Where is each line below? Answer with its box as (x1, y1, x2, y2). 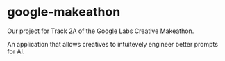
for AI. (7, 47, 25, 56)
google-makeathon (7, 4, 121, 20)
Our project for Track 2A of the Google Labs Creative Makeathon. (7, 27, 194, 35)
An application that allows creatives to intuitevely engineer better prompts (7, 40, 219, 48)
